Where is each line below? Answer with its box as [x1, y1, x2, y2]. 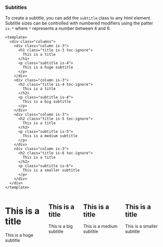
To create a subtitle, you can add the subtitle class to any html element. [5, 15, 152, 21]
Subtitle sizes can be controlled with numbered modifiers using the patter [5, 20, 153, 26]
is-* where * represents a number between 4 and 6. [5, 25, 111, 31]
